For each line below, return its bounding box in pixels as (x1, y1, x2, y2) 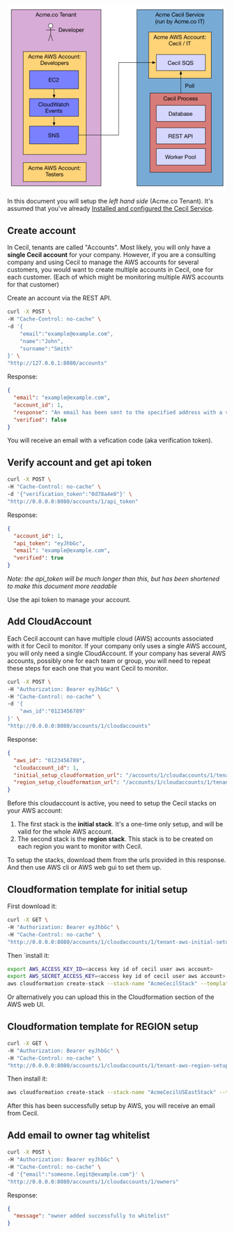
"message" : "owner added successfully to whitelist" (13, 1213, 170, 1220)
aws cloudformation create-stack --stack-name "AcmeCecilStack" (7, 980, 198, 987)
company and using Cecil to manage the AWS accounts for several (7, 258, 199, 267)
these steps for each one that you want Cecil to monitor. (7, 664, 169, 672)
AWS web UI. (7, 1000, 45, 1009)
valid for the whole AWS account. (17, 827, 114, 836)
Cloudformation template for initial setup (7, 883, 188, 896)
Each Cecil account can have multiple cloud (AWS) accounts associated (7, 634, 214, 643)
